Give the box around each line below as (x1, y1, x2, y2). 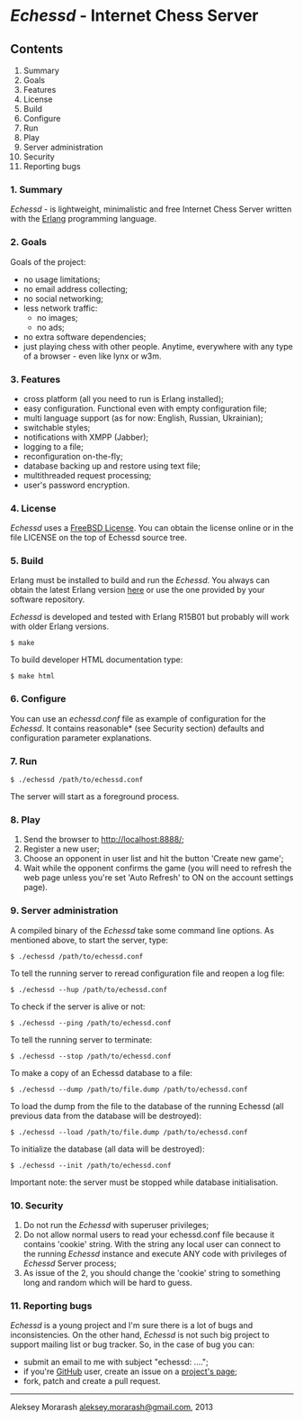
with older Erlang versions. (10, 621, 110, 632)
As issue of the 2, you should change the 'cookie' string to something (22, 1267, 281, 1278)
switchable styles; (22, 422, 91, 433)
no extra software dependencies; (22, 331, 147, 342)
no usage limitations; (22, 274, 101, 285)
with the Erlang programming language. (10, 214, 157, 224)
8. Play (10, 814, 41, 825)
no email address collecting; (22, 283, 129, 294)
